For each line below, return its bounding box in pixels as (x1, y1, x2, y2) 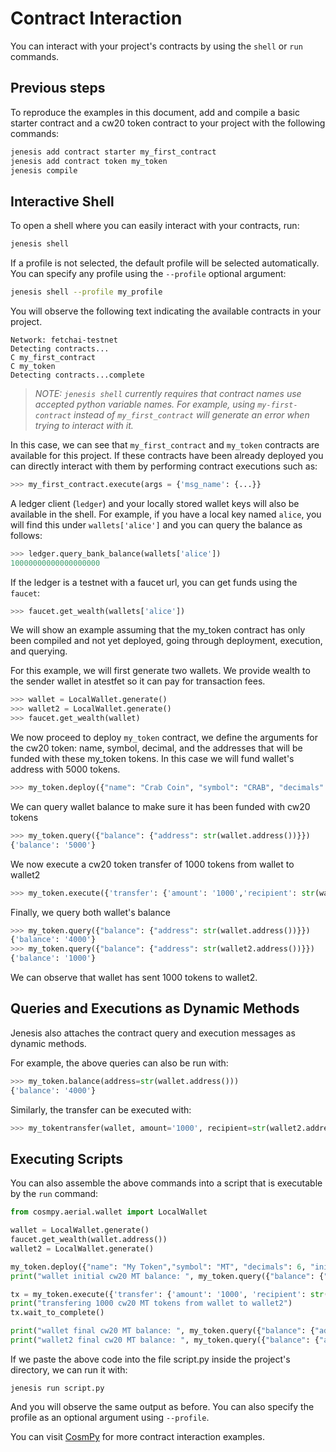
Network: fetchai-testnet (10, 335, 118, 345)
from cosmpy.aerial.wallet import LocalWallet (10, 1207, 208, 1217)
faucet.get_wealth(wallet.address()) (10, 1235, 168, 1245)
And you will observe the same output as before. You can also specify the (10, 1400, 315, 1412)
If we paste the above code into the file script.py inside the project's (10, 1353, 291, 1365)
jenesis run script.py (10, 1383, 105, 1393)
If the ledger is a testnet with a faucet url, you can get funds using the (10, 576, 298, 588)
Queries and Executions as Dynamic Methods (10, 1000, 300, 1017)
